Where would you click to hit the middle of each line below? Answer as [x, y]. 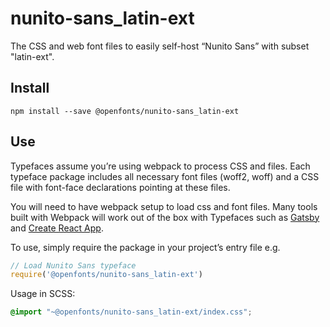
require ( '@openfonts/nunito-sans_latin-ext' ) [106, 275]
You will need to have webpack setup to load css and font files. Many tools [164, 206]
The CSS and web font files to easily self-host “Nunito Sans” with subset [160, 46]
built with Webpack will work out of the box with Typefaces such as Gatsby [165, 217]
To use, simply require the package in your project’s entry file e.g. [145, 247]
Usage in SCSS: [43, 294]
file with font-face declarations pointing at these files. [120, 187]
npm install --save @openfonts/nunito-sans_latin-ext [125, 111]
